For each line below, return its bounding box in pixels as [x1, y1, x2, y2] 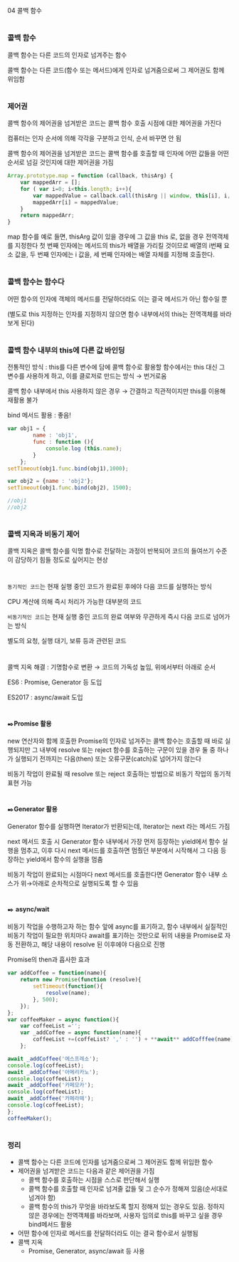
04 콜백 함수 [7, 6, 43, 14]
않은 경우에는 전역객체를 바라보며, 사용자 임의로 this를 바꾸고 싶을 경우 [28, 1211, 223, 1220]
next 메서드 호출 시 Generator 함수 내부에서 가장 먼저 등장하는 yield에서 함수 [7, 838, 221, 846]
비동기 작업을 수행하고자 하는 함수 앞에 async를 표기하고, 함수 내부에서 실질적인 [7, 922, 228, 931]
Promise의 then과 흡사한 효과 [7, 955, 90, 964]
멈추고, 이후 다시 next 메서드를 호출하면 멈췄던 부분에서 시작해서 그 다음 [20, 846, 219, 855]
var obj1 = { [7, 425, 46, 432]
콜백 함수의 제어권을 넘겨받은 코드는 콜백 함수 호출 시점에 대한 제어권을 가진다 [7, 119, 222, 127]
